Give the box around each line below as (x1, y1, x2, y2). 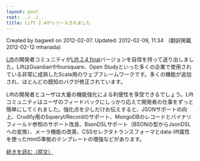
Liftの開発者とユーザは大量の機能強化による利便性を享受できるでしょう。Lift (6, 91, 194, 98)
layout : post (6, 8, 39, 15)
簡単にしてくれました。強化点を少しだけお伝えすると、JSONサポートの (6, 106, 182, 113)
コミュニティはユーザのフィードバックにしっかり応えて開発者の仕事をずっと (6, 98, 194, 106)
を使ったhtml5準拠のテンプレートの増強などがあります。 (6, 135, 145, 143)
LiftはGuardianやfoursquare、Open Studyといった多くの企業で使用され (16, 63, 192, 70)
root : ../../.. (6, 14, 44, 20)
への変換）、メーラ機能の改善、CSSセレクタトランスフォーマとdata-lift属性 (6, 128, 190, 135)
